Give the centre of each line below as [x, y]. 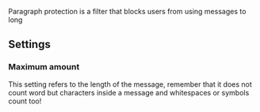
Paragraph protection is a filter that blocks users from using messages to [127, 11]
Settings [30, 45]
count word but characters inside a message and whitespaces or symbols [129, 92]
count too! [25, 101]
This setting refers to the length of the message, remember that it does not [130, 84]
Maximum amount [44, 67]
